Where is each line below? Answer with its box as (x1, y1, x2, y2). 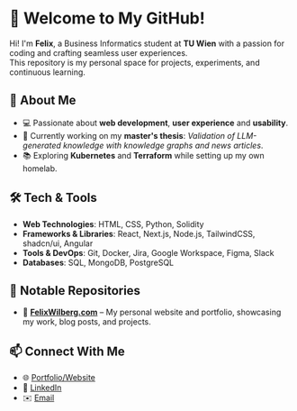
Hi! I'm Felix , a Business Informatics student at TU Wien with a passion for (9, 38, 285, 49)
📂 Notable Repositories (9, 283, 141, 298)
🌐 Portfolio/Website (22, 372, 96, 383)
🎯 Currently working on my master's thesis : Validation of (22, 130, 236, 141)
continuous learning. (9, 67, 85, 78)
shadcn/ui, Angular (22, 238, 94, 249)
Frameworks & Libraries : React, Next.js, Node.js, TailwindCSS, (22, 228, 256, 239)
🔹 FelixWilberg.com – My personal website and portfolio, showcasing (22, 306, 282, 318)
